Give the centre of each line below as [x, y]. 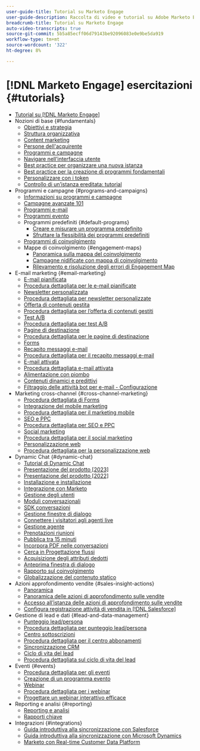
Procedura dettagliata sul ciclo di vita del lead [79, 659]
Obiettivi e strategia [48, 127]
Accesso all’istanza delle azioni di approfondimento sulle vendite [103, 602]
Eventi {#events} [35, 666]
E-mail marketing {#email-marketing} [60, 273]
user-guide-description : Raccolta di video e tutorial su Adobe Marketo [98, 17]
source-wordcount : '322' [37, 45]
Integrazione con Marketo [55, 488]
